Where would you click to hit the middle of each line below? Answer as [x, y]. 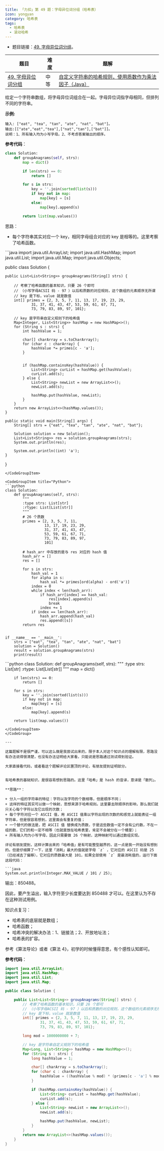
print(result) [28, 655]
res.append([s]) [56, 620]
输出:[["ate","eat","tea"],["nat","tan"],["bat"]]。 [59, 129]
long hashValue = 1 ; [52, 1058]
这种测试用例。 [24, 899]
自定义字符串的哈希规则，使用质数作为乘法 [107, 77]
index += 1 [51, 608]
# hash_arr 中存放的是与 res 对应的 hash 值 [65, 552]
